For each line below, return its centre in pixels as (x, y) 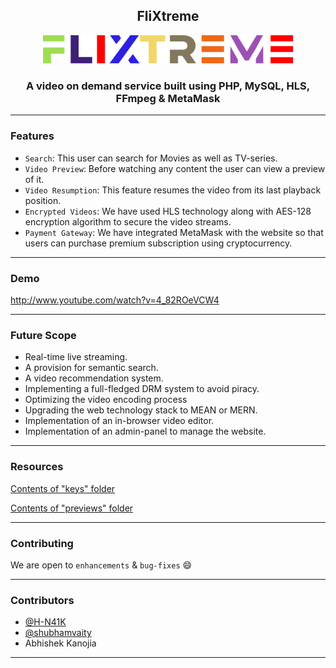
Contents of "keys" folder (63, 488)
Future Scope (43, 335)
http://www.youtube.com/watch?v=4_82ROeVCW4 (115, 300)
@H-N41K (45, 622)
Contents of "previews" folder (72, 508)
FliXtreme (168, 16)
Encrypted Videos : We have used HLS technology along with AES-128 (168, 211)
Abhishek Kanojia (60, 643)
